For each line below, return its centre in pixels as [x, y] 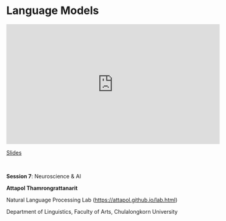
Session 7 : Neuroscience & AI [44, 176]
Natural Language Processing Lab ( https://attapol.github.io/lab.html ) [92, 200]
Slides [14, 152]
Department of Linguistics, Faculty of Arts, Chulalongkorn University [92, 211]
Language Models [53, 11]
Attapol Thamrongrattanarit [42, 188]
